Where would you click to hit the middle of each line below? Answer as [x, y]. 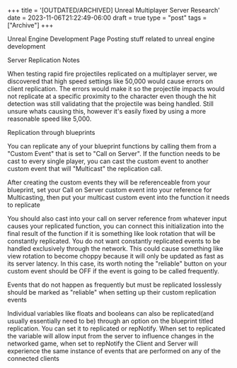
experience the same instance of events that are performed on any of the [114, 351]
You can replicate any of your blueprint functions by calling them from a [112, 146]
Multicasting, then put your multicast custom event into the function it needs [118, 197]
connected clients [34, 358]
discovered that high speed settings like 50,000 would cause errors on [110, 81]
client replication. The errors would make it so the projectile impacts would [116, 89]
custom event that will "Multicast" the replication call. [85, 168]
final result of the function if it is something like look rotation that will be [111, 233]
